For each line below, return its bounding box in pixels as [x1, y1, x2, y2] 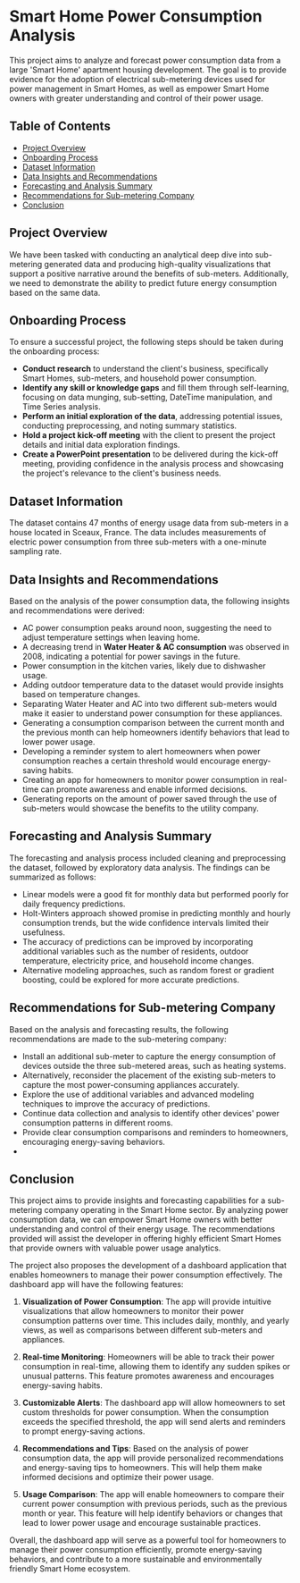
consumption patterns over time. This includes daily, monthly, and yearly [21, 1316, 290, 1326]
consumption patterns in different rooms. [21, 1117, 174, 1128]
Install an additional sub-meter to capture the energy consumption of [21, 1050, 277, 1061]
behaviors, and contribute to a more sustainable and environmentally [9, 1554, 262, 1565]
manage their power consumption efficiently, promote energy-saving [9, 1545, 262, 1555]
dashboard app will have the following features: [9, 1279, 184, 1290]
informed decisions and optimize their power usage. [21, 1472, 214, 1483]
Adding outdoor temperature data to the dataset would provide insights [21, 679, 284, 690]
